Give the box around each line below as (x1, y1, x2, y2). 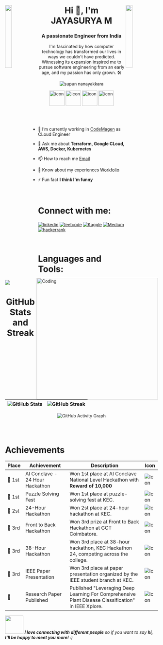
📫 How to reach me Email (38, 156, 90, 161)
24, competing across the (69, 551, 129, 557)
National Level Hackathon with (69, 477, 139, 484)
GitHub (6, 297, 35, 307)
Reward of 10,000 (69, 483, 113, 489)
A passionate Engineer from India (41, 33, 122, 39)
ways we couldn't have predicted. (48, 54, 115, 60)
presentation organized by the (69, 571, 138, 577)
